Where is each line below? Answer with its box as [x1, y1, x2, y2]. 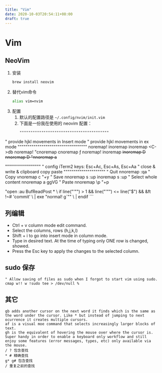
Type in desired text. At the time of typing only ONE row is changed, [12, 238, 148, 243]
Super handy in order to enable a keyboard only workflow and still [5, 334, 147, 339]
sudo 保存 [5, 263, 35, 272]
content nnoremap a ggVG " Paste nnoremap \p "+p [5, 179, 109, 185]
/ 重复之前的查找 [5, 363, 35, 368]
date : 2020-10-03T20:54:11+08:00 [5, 12, 73, 17]
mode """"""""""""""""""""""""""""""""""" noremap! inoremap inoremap [5, 144, 147, 150]
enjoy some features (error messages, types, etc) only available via [5, 338, 151, 343]
